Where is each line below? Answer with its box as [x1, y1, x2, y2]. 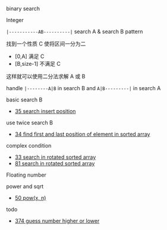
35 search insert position [14, 108, 76, 114]
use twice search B [6, 119, 53, 126]
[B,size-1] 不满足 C [14, 60, 61, 67]
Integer [6, 17, 24, 23]
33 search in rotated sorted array [14, 154, 96, 161]
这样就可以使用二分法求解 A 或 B [6, 73, 86, 79]
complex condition [6, 142, 52, 149]
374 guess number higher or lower [14, 218, 100, 224]
